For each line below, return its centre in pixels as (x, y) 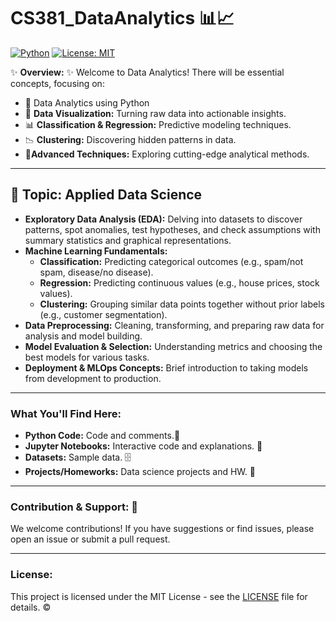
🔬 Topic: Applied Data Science (106, 195)
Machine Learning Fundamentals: (96, 251)
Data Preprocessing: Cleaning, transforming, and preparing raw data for (174, 325)
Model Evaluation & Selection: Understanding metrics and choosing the (173, 346)
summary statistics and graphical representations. (128, 240)
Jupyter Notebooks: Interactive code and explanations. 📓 (143, 446)
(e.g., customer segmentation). (103, 314)
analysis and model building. (83, 336)
